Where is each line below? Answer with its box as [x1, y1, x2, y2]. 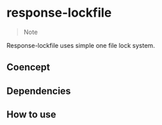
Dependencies [6, 85, 71, 97]
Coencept [6, 61, 50, 74]
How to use [6, 109, 56, 121]
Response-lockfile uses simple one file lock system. [6, 41, 156, 49]
